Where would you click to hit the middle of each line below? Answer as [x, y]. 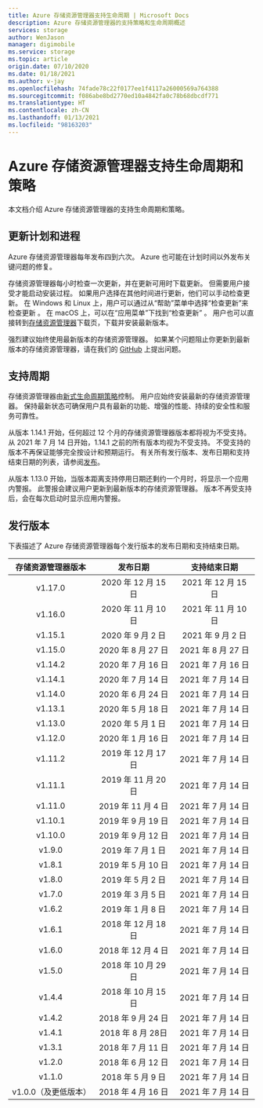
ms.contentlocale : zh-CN [49, 111]
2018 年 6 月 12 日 [134, 1062]
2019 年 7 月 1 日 [134, 850]
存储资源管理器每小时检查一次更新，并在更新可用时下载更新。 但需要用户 [126, 283]
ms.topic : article [38, 60]
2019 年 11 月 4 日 [134, 806]
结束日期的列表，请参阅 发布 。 [56, 462]
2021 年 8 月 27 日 [214, 650]
